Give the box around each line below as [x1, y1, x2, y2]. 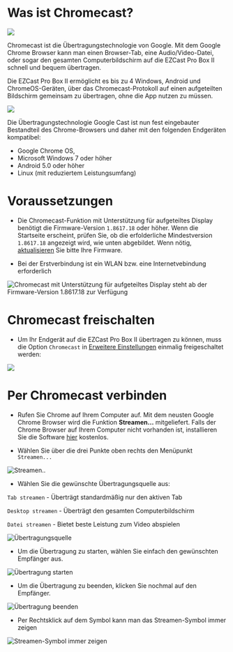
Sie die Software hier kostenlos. [17, 432, 109, 441]
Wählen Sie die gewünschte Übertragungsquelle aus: [17, 479, 170, 487]
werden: [17, 350, 42, 358]
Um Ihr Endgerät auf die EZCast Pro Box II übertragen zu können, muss [17, 335, 222, 343]
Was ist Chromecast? [7, 5, 134, 21]
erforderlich [17, 266, 52, 275]
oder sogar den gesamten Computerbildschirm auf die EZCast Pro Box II [7, 56, 215, 64]
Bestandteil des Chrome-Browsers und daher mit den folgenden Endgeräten [7, 126, 227, 134]
